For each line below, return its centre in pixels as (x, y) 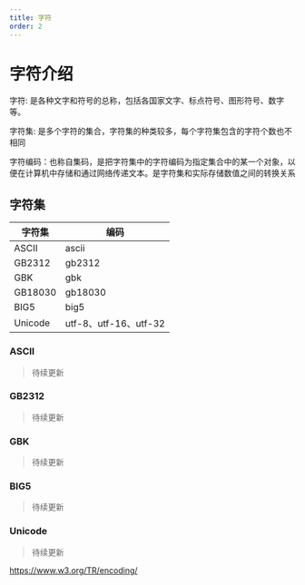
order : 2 (26, 26)
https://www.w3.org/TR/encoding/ (74, 570)
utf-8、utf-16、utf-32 (115, 324)
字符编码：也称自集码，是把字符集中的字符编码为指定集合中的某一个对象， (148, 162)
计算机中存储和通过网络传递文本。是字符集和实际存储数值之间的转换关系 (160, 173)
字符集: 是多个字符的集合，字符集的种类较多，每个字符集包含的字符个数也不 (151, 132)
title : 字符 (30, 18)
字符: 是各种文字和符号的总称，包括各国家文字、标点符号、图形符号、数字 (147, 101)
